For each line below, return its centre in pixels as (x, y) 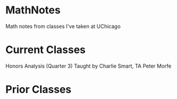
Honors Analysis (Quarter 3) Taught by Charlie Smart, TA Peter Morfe (88, 66)
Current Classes (45, 50)
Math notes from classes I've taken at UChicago (63, 26)
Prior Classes (38, 89)
